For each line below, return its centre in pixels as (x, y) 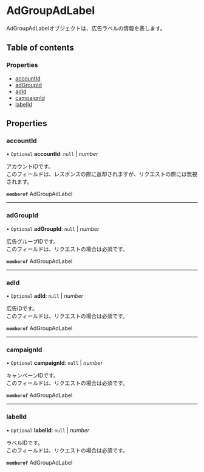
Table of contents (40, 48)
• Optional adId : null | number (45, 295)
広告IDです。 (22, 308)
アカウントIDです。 (30, 167)
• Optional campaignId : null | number (55, 363)
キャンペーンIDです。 (32, 376)
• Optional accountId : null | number (52, 154)
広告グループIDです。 (32, 241)
